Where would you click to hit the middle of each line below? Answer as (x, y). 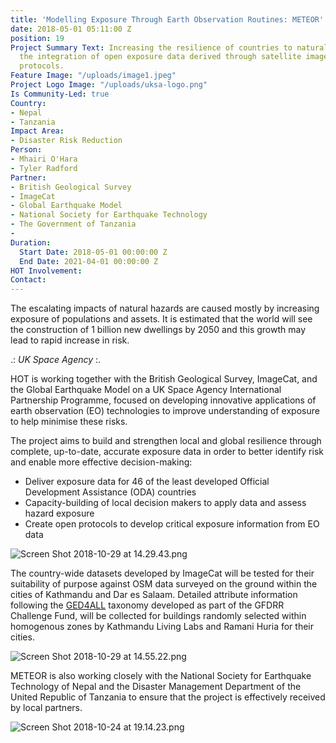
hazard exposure (59, 513)
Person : (26, 150)
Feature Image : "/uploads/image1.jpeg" (93, 76)
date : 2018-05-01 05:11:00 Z (71, 29)
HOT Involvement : (46, 271)
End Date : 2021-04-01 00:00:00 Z (89, 261)
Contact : (28, 280)
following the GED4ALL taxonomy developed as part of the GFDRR (147, 605)
